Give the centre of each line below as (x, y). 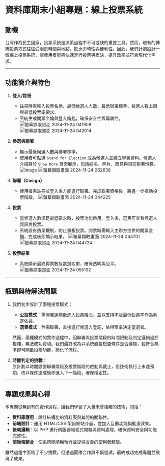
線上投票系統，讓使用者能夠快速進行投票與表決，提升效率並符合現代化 (80, 55)
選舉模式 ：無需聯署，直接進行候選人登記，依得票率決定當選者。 (84, 327)
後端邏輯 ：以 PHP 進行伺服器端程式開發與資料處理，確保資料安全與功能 (84, 430)
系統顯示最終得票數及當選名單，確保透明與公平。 (69, 264)
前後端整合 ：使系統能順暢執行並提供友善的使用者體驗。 (68, 442)
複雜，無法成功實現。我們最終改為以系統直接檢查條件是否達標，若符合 (83, 343)
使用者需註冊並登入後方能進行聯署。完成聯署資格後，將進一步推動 (86, 191)
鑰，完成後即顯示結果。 (43, 236)
